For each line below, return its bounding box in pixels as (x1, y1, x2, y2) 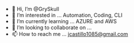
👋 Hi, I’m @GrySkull (11, 6, 60, 12)
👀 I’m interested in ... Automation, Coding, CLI (11, 12, 123, 19)
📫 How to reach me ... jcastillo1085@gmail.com (11, 31, 128, 37)
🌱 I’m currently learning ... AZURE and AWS (11, 18, 117, 24)
